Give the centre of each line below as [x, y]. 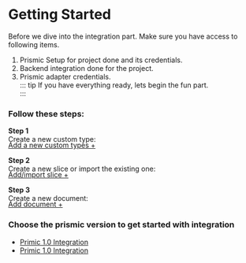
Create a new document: [48, 198]
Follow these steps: [47, 113]
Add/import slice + [39, 175]
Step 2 [19, 161]
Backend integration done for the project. [86, 68]
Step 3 [19, 190]
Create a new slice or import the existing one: [82, 169]
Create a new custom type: [52, 139]
